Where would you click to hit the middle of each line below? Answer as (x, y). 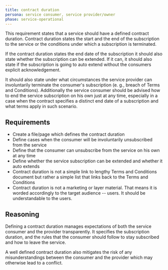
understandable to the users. (42, 199)
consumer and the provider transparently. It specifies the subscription (77, 232)
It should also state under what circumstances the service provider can (78, 80)
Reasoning (22, 214)
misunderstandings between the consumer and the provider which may (79, 257)
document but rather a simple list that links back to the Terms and (80, 177)
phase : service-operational (35, 19)
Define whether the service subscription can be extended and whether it (88, 161)
